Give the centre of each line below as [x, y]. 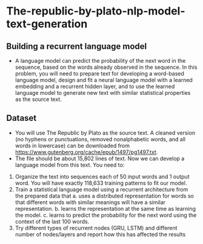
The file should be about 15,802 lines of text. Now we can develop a [100, 158]
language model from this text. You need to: [70, 165]
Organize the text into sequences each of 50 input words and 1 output [102, 176]
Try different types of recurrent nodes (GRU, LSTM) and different [96, 228]
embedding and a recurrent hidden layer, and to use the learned [95, 86]
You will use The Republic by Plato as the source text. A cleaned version [105, 133]
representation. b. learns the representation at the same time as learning [105, 208]
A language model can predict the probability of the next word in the [100, 61]
